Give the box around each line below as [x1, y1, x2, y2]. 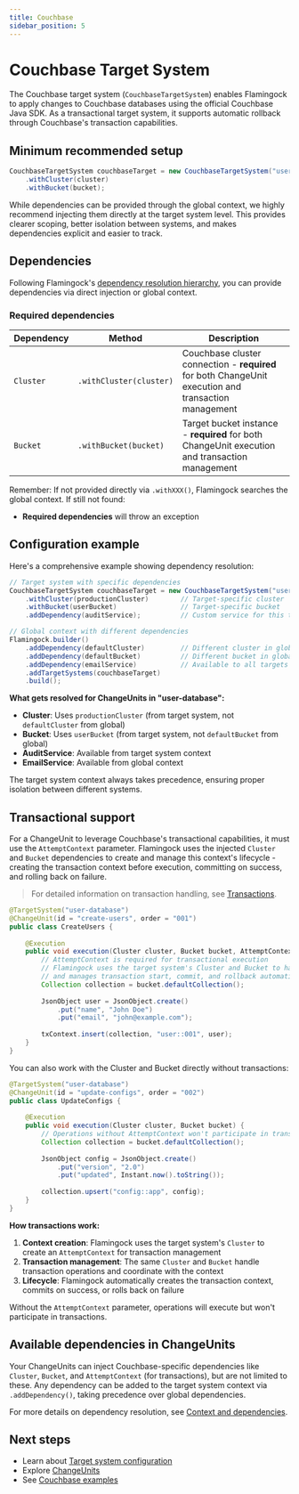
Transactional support [9, 809, 135, 824]
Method [108, 331, 143, 344]
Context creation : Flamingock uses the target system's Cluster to [21, 1237, 265, 1247]
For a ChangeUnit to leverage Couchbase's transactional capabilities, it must [9, 833, 290, 844]
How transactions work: [9, 1220, 101, 1230]
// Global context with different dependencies [9, 627, 190, 637]
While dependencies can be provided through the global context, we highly [9, 199, 285, 210]
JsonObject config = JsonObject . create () [41, 1154, 198, 1163]
